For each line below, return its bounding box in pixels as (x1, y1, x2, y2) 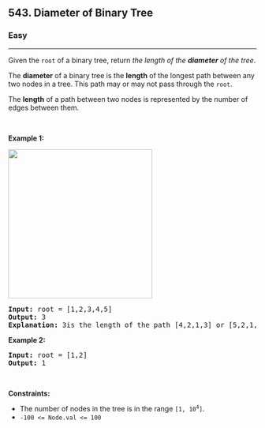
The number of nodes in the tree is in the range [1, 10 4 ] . (19, 404, 205, 413)
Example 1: (8, 133, 45, 143)
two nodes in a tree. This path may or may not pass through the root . (8, 79, 233, 88)
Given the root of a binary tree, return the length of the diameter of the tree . (8, 55, 256, 65)
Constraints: (8, 389, 50, 398)
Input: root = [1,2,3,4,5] (8, 304, 113, 313)
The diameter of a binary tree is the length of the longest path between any (8, 70, 255, 80)
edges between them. (8, 103, 80, 112)
